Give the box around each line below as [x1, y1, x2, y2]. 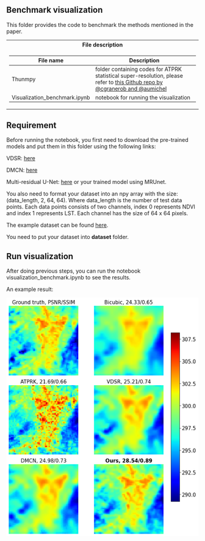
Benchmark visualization [6, 5, 103, 15]
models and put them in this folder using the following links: [6, 143, 156, 150]
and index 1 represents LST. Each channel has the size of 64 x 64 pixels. [6, 210, 189, 217]
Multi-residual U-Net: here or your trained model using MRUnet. [6, 178, 167, 186]
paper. [6, 28, 23, 35]
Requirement [6, 120, 57, 130]
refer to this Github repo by [95, 79, 163, 86]
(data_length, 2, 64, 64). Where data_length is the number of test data [6, 197, 182, 204]
